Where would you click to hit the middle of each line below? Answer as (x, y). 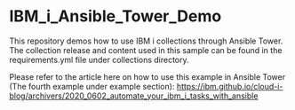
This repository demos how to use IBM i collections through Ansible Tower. (146, 41)
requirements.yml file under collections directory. (99, 59)
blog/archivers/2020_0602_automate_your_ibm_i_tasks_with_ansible (134, 96)
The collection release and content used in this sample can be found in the (146, 50)
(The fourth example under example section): (92, 86)
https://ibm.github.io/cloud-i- (230, 86)
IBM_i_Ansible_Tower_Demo (116, 16)
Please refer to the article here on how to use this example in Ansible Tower (147, 76)
